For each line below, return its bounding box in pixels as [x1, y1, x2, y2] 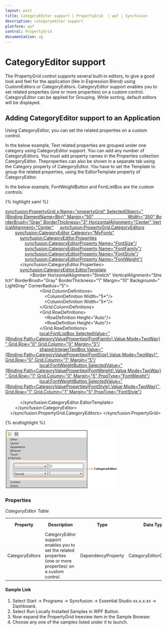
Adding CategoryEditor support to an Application [5, 114, 161, 122]
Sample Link [5, 587, 31, 593]
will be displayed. [5, 99, 41, 105]
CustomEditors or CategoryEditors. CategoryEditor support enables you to [5, 83, 158, 89]
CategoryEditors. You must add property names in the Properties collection [5, 153, 159, 159]
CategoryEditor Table [5, 508, 49, 514]
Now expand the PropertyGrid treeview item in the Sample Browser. [12, 614, 151, 620]
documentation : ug [5, 34, 43, 39]
